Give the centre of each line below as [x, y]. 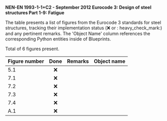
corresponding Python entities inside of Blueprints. [58, 39]
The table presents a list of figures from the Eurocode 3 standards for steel [83, 23]
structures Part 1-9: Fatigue [35, 13]
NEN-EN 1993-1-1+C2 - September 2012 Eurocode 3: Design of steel [78, 7]
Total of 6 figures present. [32, 49]
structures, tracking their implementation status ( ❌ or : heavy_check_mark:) [84, 28]
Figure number [26, 61]
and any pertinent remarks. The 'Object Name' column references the [78, 33]
